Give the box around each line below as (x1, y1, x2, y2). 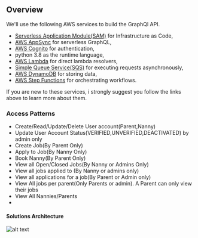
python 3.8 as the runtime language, (14, 51, 105, 58)
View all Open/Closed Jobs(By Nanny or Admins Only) (14, 161, 150, 168)
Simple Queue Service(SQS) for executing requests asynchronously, (14, 64, 184, 71)
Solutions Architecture (6, 212, 64, 220)
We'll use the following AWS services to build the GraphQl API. (6, 20, 160, 27)
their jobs (14, 186, 39, 193)
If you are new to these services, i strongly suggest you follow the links (6, 88, 181, 95)
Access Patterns (6, 109, 56, 118)
